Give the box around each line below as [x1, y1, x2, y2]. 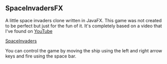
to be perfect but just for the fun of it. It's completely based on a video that [5, 23, 162, 29]
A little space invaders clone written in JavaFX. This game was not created [5, 17, 162, 23]
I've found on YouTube [5, 28, 52, 34]
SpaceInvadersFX [5, 4, 64, 13]
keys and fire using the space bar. [5, 53, 76, 59]
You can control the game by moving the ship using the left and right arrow [5, 47, 162, 53]
